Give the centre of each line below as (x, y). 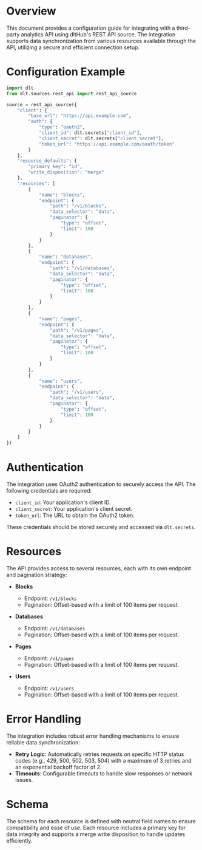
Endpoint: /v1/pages (49, 658)
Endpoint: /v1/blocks (50, 598)
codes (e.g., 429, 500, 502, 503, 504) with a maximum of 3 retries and (103, 760)
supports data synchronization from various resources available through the (101, 41)
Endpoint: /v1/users (49, 688)
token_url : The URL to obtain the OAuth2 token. (75, 515)
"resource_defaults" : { (47, 161)
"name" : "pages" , (61, 319)
